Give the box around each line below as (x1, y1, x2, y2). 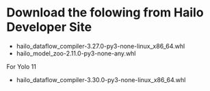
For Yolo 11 (6, 62, 37, 70)
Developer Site (6, 19, 92, 35)
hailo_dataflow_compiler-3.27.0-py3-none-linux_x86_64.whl (16, 42, 185, 50)
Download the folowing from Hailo (6, 5, 204, 21)
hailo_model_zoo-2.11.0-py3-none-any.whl (16, 49, 136, 57)
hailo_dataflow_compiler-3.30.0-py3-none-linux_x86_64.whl (16, 75, 186, 83)
